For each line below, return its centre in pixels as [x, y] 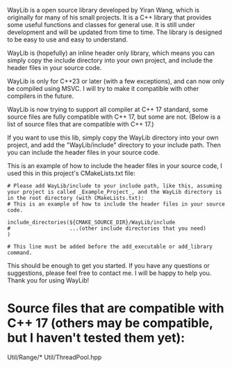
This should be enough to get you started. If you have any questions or [109, 266]
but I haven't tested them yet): [96, 338]
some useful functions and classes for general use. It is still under [101, 25]
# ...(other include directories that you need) [107, 228]
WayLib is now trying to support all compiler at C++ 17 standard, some [108, 109]
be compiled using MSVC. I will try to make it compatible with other [103, 89]
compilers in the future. [41, 96]
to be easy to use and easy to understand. [68, 40]
